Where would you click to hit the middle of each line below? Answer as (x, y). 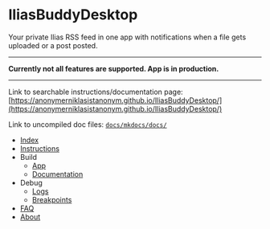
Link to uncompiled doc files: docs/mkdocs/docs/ (88, 124)
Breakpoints (52, 199)
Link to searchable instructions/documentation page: (96, 92)
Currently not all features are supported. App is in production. (114, 68)
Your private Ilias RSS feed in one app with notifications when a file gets (127, 37)
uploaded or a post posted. (53, 45)
